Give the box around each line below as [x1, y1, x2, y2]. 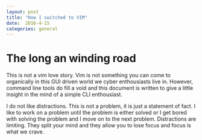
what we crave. [6, 128, 45, 136]
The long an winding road [6, 52, 137, 65]
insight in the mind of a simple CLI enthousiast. [6, 91, 122, 98]
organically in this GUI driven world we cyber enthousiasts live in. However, [6, 78, 193, 85]
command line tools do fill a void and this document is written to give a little [6, 84, 194, 92]
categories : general [6, 25, 58, 32]
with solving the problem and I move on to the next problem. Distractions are [6, 115, 197, 122]
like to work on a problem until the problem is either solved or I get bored [6, 109, 187, 116]
